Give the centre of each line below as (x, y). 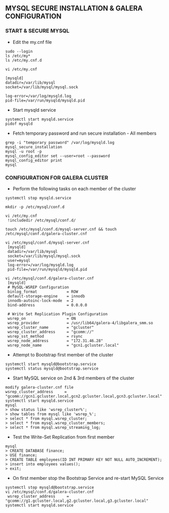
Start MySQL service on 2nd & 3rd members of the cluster (73, 378)
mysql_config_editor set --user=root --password (58, 156)
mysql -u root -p (24, 151)
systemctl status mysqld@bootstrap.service (52, 368)
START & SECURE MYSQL (37, 31)
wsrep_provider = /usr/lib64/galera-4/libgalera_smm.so (80, 323)
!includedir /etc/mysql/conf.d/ (42, 220)
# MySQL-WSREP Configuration (38, 287)
